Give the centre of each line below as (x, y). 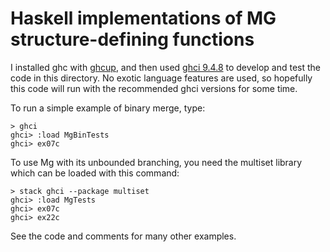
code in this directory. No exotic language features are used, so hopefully (161, 78)
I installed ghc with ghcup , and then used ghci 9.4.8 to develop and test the (165, 67)
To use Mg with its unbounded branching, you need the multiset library (156, 162)
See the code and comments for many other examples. (123, 236)
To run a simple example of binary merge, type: (108, 108)
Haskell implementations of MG (143, 18)
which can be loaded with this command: (95, 173)
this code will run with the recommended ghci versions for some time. (154, 88)
